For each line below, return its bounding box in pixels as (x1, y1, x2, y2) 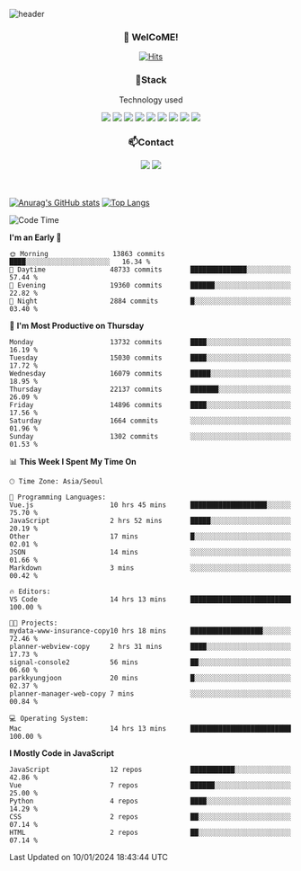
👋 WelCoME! (123, 31, 179, 43)
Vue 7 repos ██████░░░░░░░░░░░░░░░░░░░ (9, 780, 292, 790)
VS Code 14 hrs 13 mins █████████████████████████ (9, 594, 292, 604)
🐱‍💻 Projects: (9, 618, 58, 627)
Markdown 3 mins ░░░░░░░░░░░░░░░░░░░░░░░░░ (9, 563, 292, 573)
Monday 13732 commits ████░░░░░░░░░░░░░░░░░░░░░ (9, 337, 292, 346)
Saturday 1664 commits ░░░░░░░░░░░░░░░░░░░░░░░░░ (9, 416, 292, 425)
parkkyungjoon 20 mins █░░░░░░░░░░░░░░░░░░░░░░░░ (9, 673, 292, 682)
